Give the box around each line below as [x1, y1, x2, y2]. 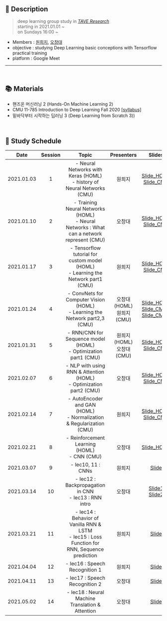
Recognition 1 [69, 566, 102, 573]
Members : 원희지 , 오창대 [12, 39, 63, 45]
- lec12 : [75, 476, 96, 483]
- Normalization [67, 414, 104, 421]
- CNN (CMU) [69, 453, 102, 460]
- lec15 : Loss [69, 533, 102, 540]
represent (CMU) [65, 237, 105, 244]
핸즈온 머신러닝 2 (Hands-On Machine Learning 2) [12, 101, 113, 107]
